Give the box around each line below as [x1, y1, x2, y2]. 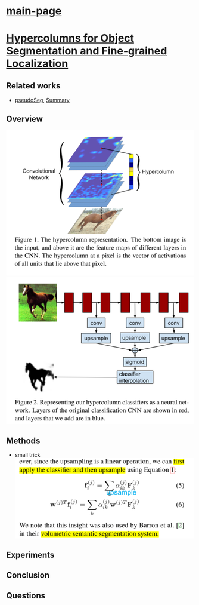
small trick [14, 452, 41, 459]
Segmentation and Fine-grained [6, 44, 167, 58]
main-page [6, 4, 62, 18]
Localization [6, 57, 69, 70]
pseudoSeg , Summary [14, 97, 70, 104]
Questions [6, 590, 46, 601]
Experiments [6, 550, 55, 560]
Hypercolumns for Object [6, 32, 135, 45]
